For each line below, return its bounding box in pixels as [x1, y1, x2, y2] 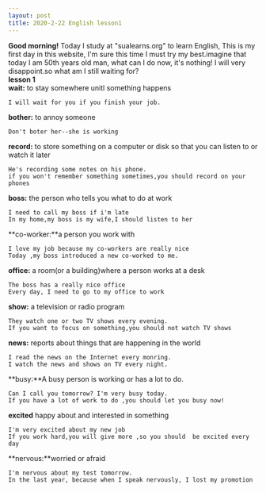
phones [8, 179, 30, 187]
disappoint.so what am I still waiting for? [8, 66, 139, 75]
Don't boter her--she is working [8, 128, 119, 136]
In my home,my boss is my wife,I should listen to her [8, 215, 193, 223]
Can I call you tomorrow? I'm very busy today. [8, 390, 169, 398]
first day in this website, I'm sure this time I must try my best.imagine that [8, 49, 247, 59]
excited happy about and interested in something [8, 410, 169, 420]
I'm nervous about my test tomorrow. [8, 469, 133, 477]
